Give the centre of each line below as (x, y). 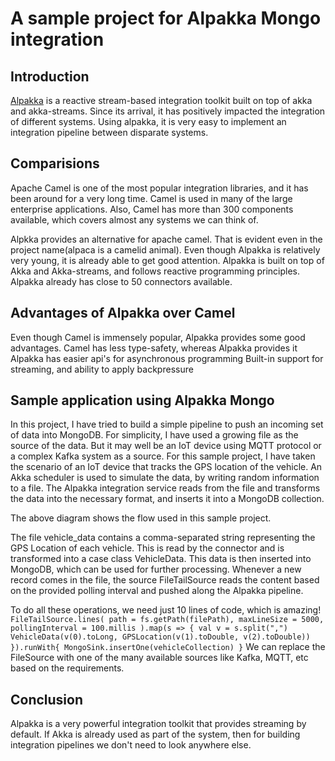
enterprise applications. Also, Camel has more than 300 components (152, 209)
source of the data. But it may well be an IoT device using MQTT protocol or (166, 446)
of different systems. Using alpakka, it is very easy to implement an (148, 121)
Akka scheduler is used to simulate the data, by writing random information (165, 478)
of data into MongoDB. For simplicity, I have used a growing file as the (154, 435)
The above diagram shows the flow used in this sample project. (141, 518)
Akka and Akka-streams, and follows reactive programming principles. (155, 271)
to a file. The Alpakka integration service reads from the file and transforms (165, 488)
